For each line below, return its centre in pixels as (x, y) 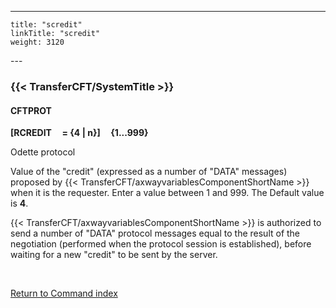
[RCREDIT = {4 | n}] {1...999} (79, 133)
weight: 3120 (37, 42)
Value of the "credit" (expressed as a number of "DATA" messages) (149, 172)
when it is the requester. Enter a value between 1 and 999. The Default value (167, 193)
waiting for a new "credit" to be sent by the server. (114, 255)
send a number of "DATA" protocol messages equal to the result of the (155, 233)
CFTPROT (31, 110)
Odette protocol (43, 152)
